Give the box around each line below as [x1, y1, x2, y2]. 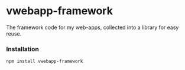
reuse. [6, 30, 22, 37]
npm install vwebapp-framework [6, 58, 83, 65]
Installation [6, 44, 40, 53]
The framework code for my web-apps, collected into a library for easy [6, 24, 179, 31]
